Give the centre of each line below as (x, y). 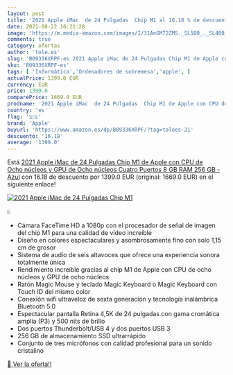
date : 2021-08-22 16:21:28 (46, 26)
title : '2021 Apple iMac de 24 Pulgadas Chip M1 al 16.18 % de (103, 20)
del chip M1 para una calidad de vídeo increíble (85, 233)
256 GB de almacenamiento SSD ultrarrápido (81, 336)
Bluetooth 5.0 (36, 306)
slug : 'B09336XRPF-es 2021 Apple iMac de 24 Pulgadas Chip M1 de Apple (113, 59)
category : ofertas (34, 46)
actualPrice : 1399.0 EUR (43, 78)
